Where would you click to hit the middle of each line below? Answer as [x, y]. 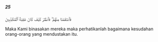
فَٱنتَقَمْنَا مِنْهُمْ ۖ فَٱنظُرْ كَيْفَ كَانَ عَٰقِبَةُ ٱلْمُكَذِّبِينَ [38, 19]
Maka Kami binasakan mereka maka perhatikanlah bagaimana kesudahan [79, 29]
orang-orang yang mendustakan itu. [42, 34]
